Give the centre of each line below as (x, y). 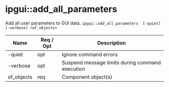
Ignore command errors (90, 54)
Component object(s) (87, 77)
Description (112, 42)
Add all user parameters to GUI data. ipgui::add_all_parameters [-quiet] (83, 23)
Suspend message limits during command (111, 62)
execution (73, 68)
